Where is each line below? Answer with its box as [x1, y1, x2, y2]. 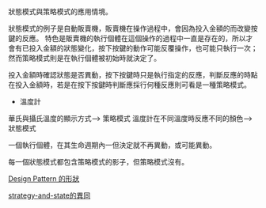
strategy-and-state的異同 [8, 191, 91, 200]
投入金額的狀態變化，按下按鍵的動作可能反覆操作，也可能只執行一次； [28, 43, 258, 53]
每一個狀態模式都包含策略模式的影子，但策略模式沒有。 [8, 157, 188, 166]
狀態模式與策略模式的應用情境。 [8, 7, 112, 16]
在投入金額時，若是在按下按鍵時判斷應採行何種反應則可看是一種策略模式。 [8, 80, 251, 89]
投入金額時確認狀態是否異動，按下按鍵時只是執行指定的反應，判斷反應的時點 [8, 70, 258, 79]
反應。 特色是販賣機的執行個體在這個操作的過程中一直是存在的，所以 [21, 34, 246, 43]
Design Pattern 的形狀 [8, 174, 80, 183]
